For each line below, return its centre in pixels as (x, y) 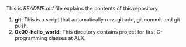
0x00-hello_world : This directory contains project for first (85, 32)
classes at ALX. (67, 38)
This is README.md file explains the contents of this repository (82, 8)
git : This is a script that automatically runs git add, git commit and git (97, 19)
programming (31, 38)
